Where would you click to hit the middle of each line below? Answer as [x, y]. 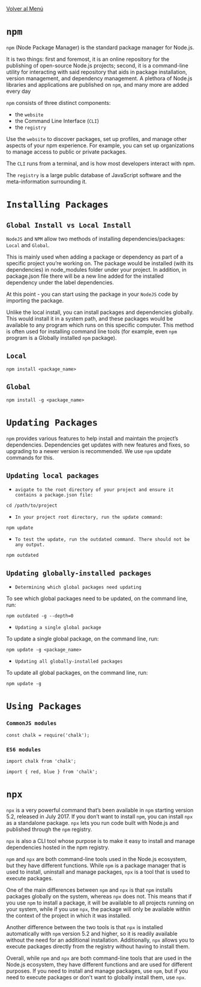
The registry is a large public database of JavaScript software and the [94, 175]
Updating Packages [52, 423]
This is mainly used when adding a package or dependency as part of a [95, 257]
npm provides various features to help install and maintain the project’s [92, 438]
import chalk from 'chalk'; [41, 761]
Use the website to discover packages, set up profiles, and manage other [97, 139]
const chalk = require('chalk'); [48, 735]
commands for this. [30, 457]
